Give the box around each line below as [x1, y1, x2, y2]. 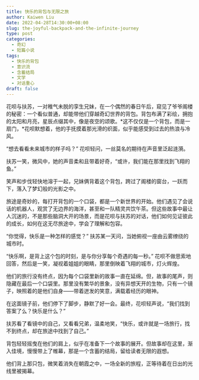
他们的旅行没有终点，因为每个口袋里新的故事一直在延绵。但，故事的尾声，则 [6, 272, 193, 279]
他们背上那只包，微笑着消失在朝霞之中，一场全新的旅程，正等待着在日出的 [6, 360, 188, 367]
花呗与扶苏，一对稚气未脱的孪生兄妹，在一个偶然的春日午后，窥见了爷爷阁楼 [6, 103, 193, 110]
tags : [6, 53, 20, 59]
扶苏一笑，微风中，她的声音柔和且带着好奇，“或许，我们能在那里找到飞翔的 [6, 158, 191, 165]
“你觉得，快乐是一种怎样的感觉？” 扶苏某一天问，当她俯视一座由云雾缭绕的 [6, 232, 189, 240]
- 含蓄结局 [11, 69, 35, 75]
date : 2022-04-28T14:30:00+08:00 [6, 20, 89, 25]
